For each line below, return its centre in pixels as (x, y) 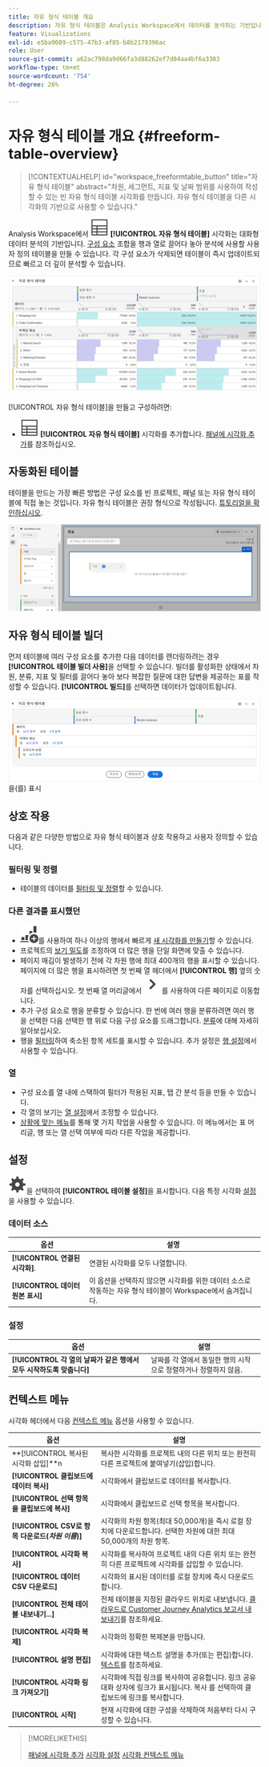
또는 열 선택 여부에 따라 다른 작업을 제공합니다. (118, 1132)
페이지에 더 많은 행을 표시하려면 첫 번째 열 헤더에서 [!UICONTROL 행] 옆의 (136, 970)
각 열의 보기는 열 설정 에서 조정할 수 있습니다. (89, 1112)
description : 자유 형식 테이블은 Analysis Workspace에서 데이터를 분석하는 (122, 25)
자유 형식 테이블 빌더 (56, 636)
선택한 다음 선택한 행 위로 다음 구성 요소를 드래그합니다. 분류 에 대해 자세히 (144, 1020)
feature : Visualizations (50, 34)
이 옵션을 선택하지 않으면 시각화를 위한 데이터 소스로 (170, 1280)
